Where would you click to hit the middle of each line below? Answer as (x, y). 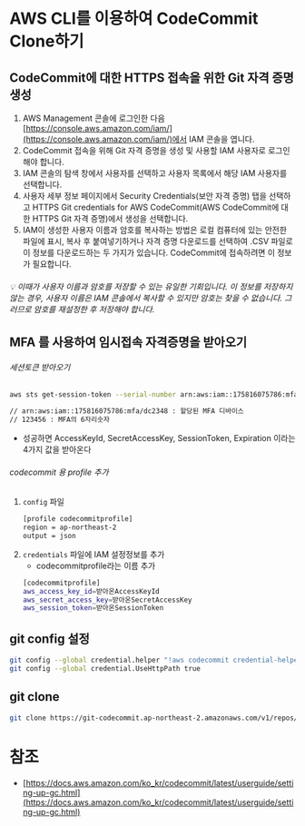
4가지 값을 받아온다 (57, 449)
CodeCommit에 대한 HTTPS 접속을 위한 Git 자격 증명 (152, 78)
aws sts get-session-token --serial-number (93, 395)
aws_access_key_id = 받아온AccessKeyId (91, 591)
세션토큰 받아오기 (40, 367)
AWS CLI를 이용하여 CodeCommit (134, 19)
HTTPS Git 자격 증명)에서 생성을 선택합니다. (110, 218)
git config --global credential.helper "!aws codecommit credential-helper (156, 660)
